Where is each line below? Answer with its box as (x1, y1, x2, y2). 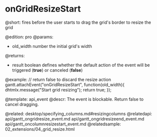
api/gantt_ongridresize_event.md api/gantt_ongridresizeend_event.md (5, 116, 144, 122)
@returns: (5, 52, 25, 59)
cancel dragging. (5, 101, 39, 107)
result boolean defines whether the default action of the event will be (12, 62, 150, 68)
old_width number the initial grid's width (12, 43, 92, 49)
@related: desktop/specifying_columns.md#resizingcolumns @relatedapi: (5, 110, 153, 117)
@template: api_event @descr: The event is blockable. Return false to (5, 96, 144, 102)
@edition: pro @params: (5, 34, 54, 40)
